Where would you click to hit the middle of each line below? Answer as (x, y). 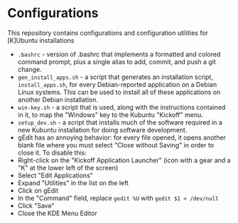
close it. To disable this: (52, 152)
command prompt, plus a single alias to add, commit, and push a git (117, 61)
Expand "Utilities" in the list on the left (73, 182)
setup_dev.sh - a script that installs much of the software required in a (120, 122)
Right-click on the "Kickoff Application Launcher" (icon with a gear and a (124, 160)
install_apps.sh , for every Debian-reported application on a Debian (117, 84)
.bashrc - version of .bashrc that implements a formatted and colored (119, 54)
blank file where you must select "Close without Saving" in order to (116, 145)
